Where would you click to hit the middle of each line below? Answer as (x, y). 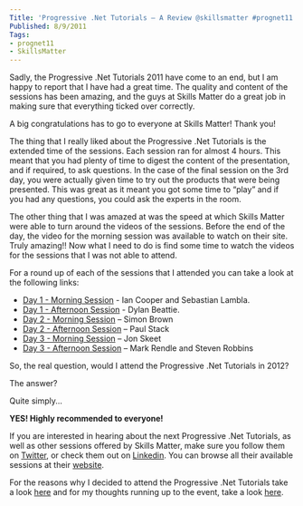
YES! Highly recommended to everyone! (86, 419)
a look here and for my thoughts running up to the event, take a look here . (147, 492)
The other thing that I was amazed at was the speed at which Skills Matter (147, 217)
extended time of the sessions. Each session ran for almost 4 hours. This (145, 151)
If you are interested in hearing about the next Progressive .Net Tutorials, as (150, 436)
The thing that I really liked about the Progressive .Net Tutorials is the (138, 141)
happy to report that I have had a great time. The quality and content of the (149, 87)
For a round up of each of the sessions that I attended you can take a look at (151, 273)
